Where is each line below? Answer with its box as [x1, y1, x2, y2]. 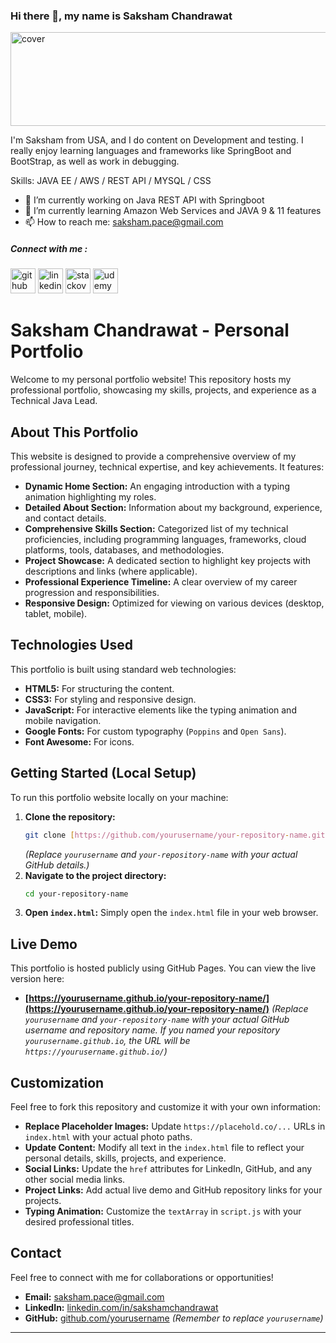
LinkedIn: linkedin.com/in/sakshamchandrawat [24, 1301, 219, 1313]
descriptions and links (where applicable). [24, 565, 198, 578]
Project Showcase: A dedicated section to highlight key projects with [24, 555, 312, 567]
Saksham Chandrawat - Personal [10, 319, 290, 342]
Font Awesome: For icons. [24, 735, 135, 748]
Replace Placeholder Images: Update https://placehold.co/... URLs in [24, 1120, 326, 1133]
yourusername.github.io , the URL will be [24, 1035, 191, 1047]
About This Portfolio [10, 424, 139, 441]
